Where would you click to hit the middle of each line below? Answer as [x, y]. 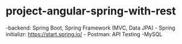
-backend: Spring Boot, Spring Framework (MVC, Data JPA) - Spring [90, 28]
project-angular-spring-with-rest [91, 11]
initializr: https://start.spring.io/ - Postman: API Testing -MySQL [84, 34]
